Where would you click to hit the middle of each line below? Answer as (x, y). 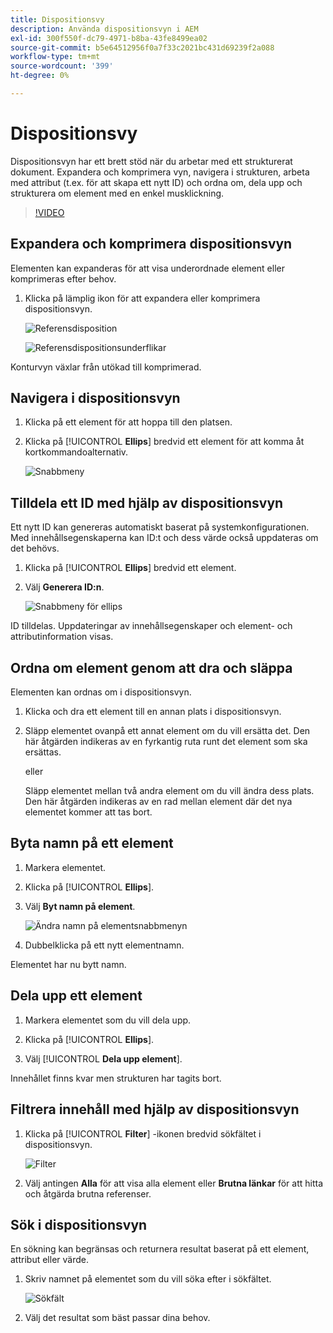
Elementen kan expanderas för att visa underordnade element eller (147, 268)
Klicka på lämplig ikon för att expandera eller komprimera (142, 298)
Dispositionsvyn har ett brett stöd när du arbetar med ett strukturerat (151, 161)
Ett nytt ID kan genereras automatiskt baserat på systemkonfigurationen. (160, 527)
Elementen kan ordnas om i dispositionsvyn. (101, 692)
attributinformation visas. (62, 637)
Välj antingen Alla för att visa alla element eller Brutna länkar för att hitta (173, 1183)
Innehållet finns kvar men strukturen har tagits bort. (116, 1078)
